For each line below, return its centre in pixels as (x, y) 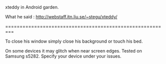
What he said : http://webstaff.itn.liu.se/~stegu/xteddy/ (61, 17)
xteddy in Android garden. (32, 7)
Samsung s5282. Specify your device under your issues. (63, 56)
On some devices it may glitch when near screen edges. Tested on (74, 51)
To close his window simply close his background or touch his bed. (74, 41)
